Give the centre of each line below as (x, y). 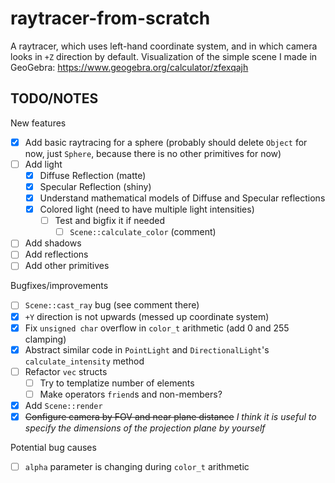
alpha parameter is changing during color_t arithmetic (137, 466)
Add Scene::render (63, 405)
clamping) (45, 339)
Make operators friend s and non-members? (131, 394)
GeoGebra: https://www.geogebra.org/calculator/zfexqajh (129, 67)
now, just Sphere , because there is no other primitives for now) (153, 153)
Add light (43, 164)
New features (38, 123)
